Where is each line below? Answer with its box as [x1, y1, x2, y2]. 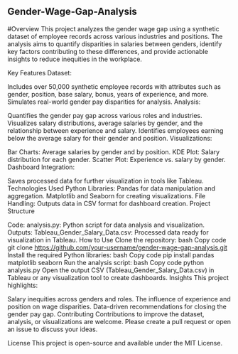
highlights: [7, 281, 38, 289]
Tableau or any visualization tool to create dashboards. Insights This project [7, 273, 229, 281]
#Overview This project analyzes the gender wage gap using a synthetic [7, 24, 220, 33]
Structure [7, 206, 36, 215]
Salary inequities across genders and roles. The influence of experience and [7, 294, 231, 303]
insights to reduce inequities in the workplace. [7, 55, 142, 63]
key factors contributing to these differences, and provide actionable [7, 47, 208, 55]
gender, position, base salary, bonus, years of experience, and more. [7, 90, 209, 98]
